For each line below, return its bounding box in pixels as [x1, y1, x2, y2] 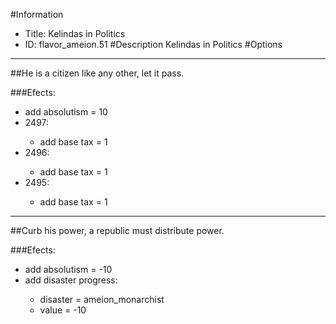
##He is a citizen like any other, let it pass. [10, 67, 185, 79]
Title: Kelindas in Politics [24, 28, 126, 39]
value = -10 [39, 304, 87, 316]
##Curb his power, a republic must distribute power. [10, 225, 225, 236]
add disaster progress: [24, 274, 118, 286]
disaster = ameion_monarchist [39, 294, 165, 305]
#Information [10, 9, 64, 20]
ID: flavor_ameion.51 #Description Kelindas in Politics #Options [24, 39, 283, 50]
